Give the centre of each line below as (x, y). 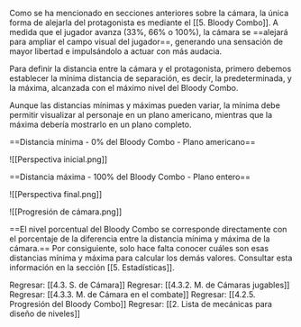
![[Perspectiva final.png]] (56, 194)
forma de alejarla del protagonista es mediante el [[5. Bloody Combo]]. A (144, 23)
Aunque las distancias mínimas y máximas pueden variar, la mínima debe (145, 105)
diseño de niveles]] (45, 313)
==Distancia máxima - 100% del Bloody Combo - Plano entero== (130, 177)
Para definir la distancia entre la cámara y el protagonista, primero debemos (150, 68)
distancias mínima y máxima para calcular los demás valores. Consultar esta (151, 258)
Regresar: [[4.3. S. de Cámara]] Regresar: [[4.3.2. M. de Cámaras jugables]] (150, 285)
